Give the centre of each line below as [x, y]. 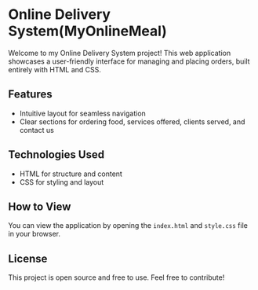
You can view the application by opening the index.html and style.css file [128, 226]
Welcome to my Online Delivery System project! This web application [120, 53]
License [28, 258]
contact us [37, 130]
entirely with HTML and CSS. [55, 69]
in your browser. [35, 234]
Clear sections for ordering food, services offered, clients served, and [132, 121]
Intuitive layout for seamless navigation [83, 113]
